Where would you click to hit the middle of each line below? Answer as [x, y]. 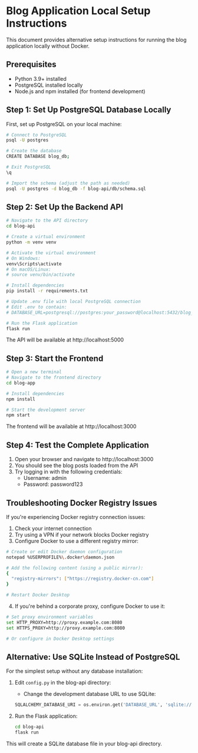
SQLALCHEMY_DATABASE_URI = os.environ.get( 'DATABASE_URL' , [89, 705]
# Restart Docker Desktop [38, 595]
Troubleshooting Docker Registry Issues [82, 503]
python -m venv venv [32, 242]
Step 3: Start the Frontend [55, 358]
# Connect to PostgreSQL [37, 135]
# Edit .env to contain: [37, 307]
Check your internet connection [53, 528]
